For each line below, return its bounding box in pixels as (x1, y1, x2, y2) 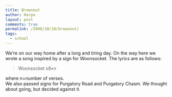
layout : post (5, 17, 33, 22)
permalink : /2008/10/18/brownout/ (5, 27, 80, 32)
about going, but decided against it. (5, 86, 81, 92)
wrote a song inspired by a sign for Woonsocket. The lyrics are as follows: (5, 55, 162, 61)
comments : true (5, 21, 38, 27)
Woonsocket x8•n (17, 65, 56, 71)
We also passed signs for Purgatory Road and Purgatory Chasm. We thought (5, 80, 167, 87)
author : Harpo (5, 12, 36, 17)
